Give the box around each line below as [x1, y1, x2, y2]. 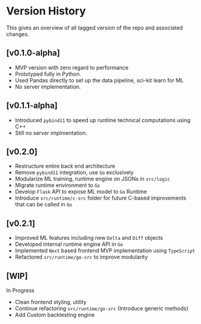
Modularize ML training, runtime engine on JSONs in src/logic [14, 176, 170, 183]
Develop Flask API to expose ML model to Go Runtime [14, 188, 147, 195]
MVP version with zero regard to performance [14, 64, 129, 71]
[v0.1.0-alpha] [6, 48, 60, 58]
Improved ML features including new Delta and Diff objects [14, 234, 163, 242]
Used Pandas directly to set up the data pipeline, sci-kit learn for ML [14, 76, 184, 84]
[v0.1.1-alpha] [6, 100, 58, 111]
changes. [6, 30, 29, 37]
